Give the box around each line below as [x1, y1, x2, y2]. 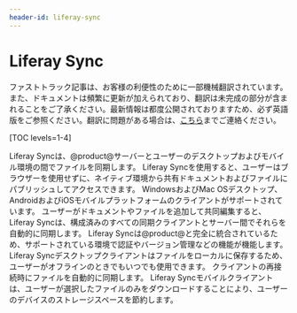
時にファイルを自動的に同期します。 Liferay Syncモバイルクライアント [16, 271, 274, 283]
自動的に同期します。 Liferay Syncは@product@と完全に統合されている [9, 227, 270, 239]
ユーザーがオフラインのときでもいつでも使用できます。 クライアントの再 [9, 261, 275, 271]
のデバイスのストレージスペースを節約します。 [9, 294, 179, 305]
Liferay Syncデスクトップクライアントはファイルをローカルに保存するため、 [9, 249, 288, 261]
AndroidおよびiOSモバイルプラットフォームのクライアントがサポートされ [9, 195, 276, 205]
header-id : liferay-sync [9, 12, 101, 22]
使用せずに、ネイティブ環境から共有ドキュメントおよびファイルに [47, 172, 288, 183]
